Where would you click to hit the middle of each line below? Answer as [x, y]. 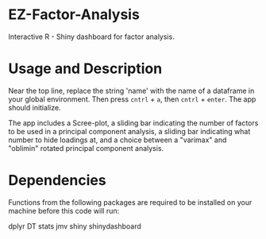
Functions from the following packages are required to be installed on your [130, 202]
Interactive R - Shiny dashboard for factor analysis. [91, 37]
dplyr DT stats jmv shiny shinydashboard [75, 226]
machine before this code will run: [64, 210]
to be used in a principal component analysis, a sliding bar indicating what [129, 131]
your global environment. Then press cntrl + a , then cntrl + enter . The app [132, 99]
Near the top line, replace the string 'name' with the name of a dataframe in [131, 91]
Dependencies [57, 181]
